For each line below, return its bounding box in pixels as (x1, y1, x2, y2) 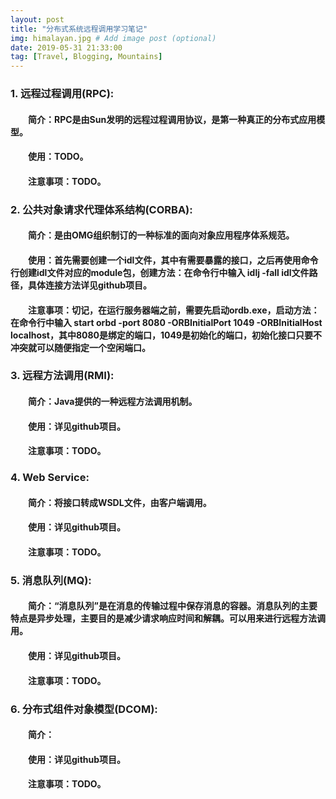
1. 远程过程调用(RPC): (10, 87, 115, 101)
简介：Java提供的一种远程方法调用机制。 (28, 396, 198, 408)
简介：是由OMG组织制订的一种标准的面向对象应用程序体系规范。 (28, 229, 295, 241)
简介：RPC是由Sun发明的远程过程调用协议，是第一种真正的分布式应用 (28, 113, 317, 125)
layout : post (10, 14, 65, 25)
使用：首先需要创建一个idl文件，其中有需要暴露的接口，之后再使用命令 (28, 254, 319, 266)
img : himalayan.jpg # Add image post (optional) (10, 33, 217, 43)
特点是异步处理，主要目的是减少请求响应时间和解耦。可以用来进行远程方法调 (10, 612, 326, 625)
